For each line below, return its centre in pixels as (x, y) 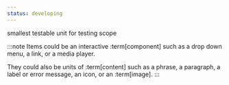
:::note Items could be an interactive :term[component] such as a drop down (114, 46)
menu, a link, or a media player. (51, 53)
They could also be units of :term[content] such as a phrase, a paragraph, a (114, 66)
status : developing (35, 13)
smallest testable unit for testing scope (62, 33)
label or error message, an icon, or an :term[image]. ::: (83, 74)
